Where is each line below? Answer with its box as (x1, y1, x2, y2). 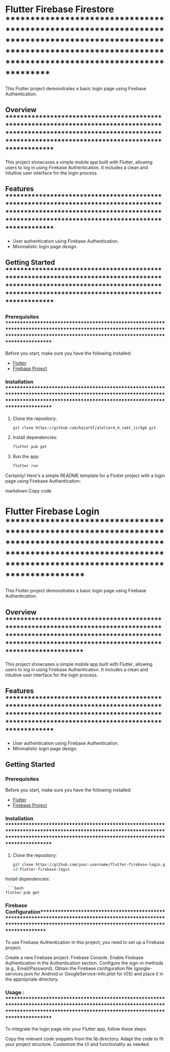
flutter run (12, 463, 38, 468)
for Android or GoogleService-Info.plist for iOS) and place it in (34, 970, 164, 977)
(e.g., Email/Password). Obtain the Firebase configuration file (5, 965, 133, 971)
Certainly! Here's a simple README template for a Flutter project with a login (5, 472, 165, 479)
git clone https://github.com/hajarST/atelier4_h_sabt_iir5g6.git (12, 425, 156, 430)
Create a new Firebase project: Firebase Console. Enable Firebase (5, 954, 144, 960)
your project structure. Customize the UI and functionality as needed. (5, 1041, 150, 1047)
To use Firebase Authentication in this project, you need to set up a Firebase (5, 939, 165, 945)
